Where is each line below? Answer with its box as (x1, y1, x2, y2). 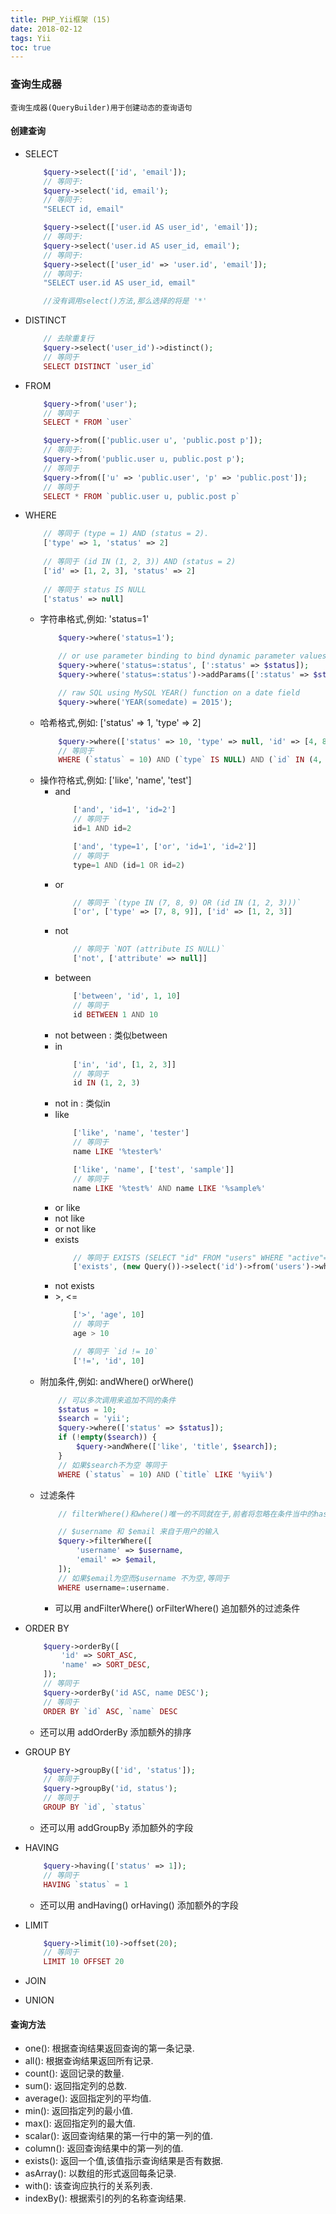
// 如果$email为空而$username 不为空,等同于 (58, 1573, 230, 1583)
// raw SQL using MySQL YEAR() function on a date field (58, 687, 300, 698)
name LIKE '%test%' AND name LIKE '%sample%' (73, 1183, 266, 1193)
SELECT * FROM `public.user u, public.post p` (43, 491, 241, 501)
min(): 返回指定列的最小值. (24, 2105, 133, 2117)
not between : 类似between (54, 1029, 168, 1041)
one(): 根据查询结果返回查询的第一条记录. (24, 2042, 195, 2055)
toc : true (10, 42, 52, 53)
